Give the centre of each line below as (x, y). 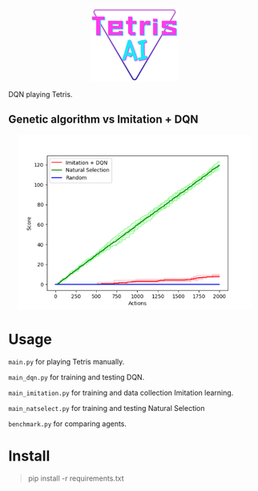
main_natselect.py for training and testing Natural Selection (107, 408)
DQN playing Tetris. (40, 94)
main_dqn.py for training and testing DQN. (77, 377)
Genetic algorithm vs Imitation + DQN (103, 120)
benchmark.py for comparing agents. (67, 424)
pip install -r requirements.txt (76, 478)
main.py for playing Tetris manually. (67, 361)
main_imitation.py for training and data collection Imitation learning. (121, 392)
